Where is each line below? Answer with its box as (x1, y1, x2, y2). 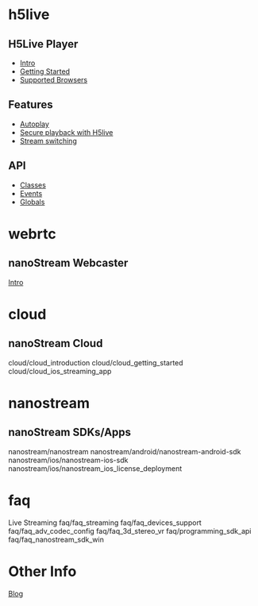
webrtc (8, 225, 57, 243)
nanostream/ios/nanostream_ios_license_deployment (8, 463, 183, 473)
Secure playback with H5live (19, 127, 114, 137)
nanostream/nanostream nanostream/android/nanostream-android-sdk (8, 446, 241, 456)
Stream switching (19, 136, 77, 145)
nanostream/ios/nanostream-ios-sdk (8, 455, 129, 465)
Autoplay (19, 119, 50, 129)
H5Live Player (8, 37, 79, 51)
